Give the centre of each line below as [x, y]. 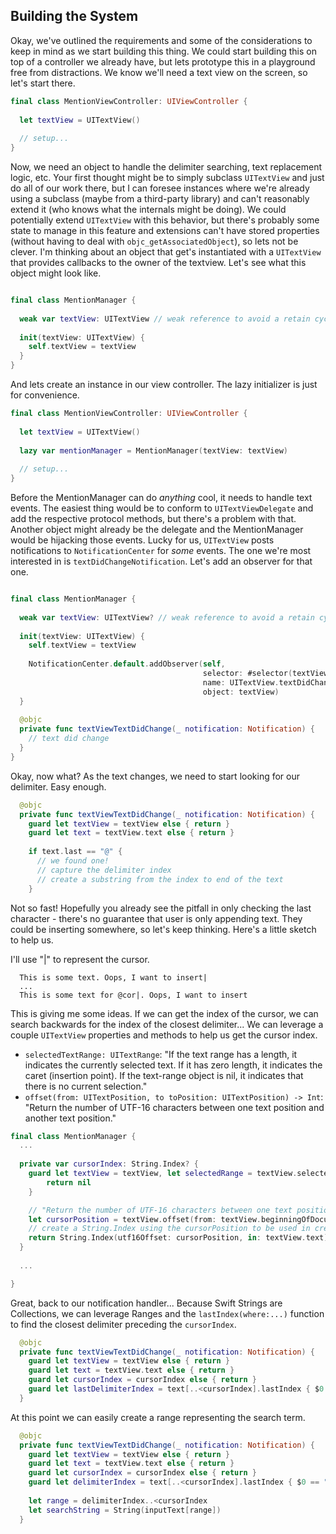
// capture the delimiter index [104, 870]
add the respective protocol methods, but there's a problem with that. [153, 519]
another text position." [70, 1118]
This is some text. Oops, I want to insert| [113, 977]
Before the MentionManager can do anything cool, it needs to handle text [161, 498]
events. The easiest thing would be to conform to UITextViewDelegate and [162, 508]
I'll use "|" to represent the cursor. [80, 959]
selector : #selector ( [247, 674]
